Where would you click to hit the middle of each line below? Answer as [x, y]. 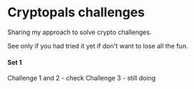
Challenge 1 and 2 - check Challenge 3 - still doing [81, 78]
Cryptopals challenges [76, 12]
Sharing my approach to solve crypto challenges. [80, 32]
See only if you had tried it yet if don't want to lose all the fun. [98, 46]
